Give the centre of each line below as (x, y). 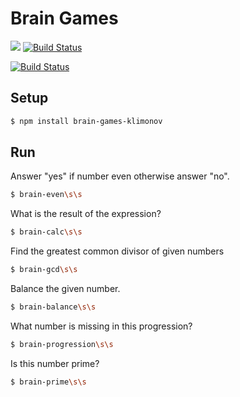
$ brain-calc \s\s (46, 232)
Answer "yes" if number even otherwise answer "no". (120, 176)
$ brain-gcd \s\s (44, 270)
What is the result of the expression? (86, 214)
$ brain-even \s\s (46, 195)
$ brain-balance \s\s (53, 307)
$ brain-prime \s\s (48, 382)
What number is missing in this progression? (101, 326)
